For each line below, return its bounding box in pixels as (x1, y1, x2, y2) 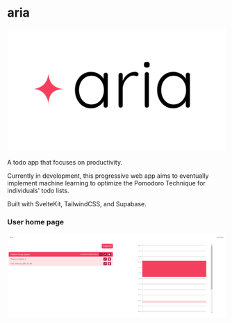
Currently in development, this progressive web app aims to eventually (7, 172, 209, 180)
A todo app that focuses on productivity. (7, 158, 123, 167)
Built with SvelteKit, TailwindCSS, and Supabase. (7, 200, 147, 208)
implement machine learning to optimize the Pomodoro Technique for (7, 179, 206, 188)
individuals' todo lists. (7, 186, 69, 195)
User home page (7, 217, 65, 227)
